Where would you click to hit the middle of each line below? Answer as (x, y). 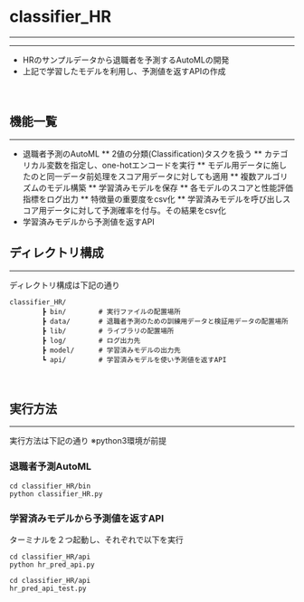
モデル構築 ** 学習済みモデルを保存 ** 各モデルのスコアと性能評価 (170, 187)
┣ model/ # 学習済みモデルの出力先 (111, 350)
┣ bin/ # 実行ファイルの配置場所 (111, 311)
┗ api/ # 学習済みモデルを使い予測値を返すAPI (134, 359)
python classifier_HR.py (56, 494)
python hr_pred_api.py (52, 564)
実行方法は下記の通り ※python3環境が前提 (88, 441)
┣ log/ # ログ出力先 (91, 340)
